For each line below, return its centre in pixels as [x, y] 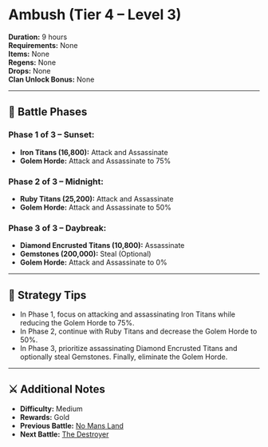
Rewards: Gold [45, 417]
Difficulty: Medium [51, 409]
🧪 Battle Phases [48, 112]
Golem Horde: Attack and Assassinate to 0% [93, 262]
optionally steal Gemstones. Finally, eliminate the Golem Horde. [124, 357]
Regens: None [32, 62]
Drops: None [30, 70]
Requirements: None [43, 45]
